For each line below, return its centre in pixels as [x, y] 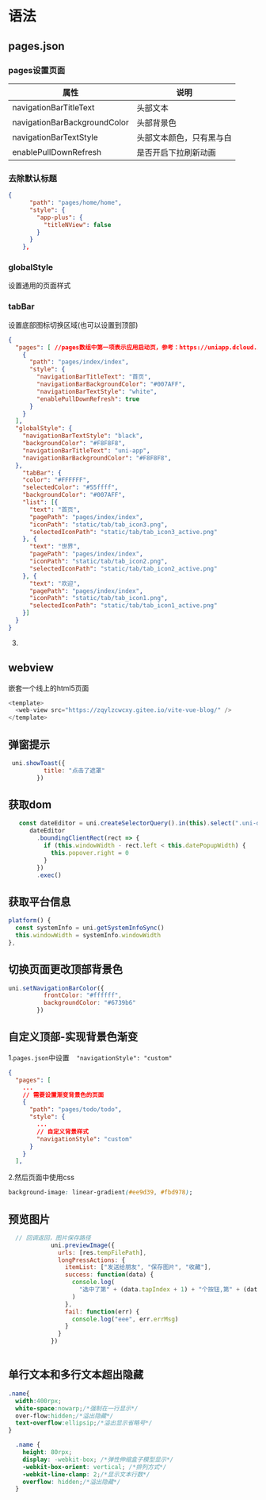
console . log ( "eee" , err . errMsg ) [125, 1319]
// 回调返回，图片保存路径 [53, 1238]
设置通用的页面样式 [40, 286]
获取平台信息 [40, 902]
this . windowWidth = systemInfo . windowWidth [88, 936]
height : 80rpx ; [47, 1452]
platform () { [30, 921]
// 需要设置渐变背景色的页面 [63, 1095]
